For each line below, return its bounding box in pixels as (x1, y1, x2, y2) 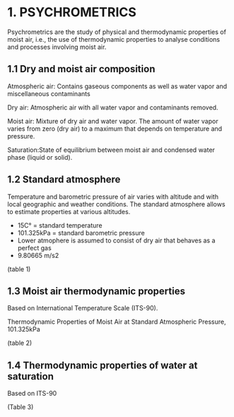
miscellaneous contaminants (7, 89, 90, 98)
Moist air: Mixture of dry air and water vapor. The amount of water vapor (7, 117, 218, 125)
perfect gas (17, 243, 52, 252)
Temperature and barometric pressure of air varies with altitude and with (7, 192, 219, 201)
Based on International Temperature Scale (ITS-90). (7, 304, 158, 312)
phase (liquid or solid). (7, 153, 73, 161)
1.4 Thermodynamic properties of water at (7, 359, 198, 371)
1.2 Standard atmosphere (7, 174, 121, 186)
